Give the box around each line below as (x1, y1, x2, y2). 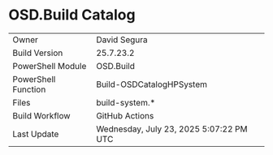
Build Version (12, 47, 63, 58)
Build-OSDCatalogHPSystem (96, 79, 208, 90)
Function (12, 84, 46, 95)
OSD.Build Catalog (8, 6, 136, 24)
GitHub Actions (96, 110, 154, 121)
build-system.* (96, 97, 156, 108)
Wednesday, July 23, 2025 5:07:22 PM (96, 123, 248, 135)
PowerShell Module (12, 60, 87, 71)
